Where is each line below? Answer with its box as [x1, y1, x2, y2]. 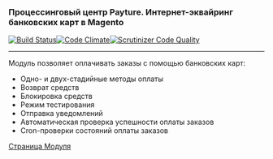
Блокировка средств [19, 92, 93, 101]
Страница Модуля [8, 141, 71, 152]
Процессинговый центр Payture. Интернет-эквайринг [8, 6, 234, 18]
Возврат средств [19, 83, 80, 92]
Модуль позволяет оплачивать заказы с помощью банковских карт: [8, 58, 246, 68]
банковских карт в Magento [8, 16, 124, 28]
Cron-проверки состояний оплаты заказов [19, 126, 169, 135]
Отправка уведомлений [19, 109, 103, 118]
